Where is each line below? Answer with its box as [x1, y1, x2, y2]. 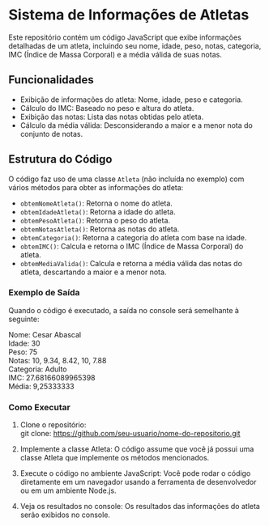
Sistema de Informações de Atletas [8, 6, 250, 24]
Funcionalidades [8, 73, 95, 87]
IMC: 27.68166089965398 [8, 372, 96, 382]
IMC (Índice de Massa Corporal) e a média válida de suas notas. [8, 49, 223, 59]
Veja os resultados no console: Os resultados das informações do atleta [19, 502, 261, 511]
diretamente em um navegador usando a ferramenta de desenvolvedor [19, 477, 257, 487]
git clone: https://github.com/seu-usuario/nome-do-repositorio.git [19, 429, 241, 439]
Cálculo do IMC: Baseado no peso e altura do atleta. [19, 103, 194, 112]
